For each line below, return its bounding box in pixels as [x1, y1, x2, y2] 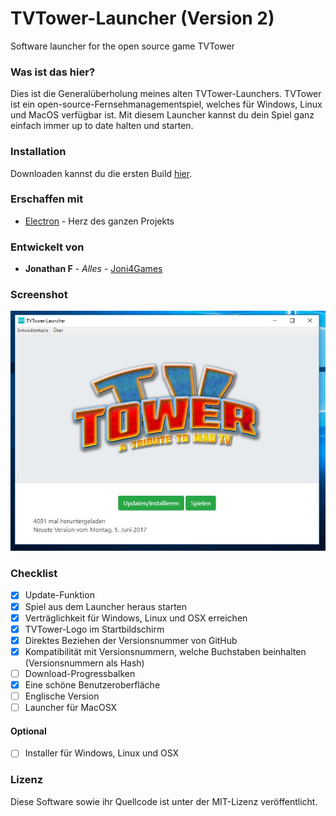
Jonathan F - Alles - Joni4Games [24, 263, 163, 275]
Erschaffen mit [10, 192, 84, 206]
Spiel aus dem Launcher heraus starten [24, 600, 188, 612]
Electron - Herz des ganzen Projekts [24, 215, 175, 227]
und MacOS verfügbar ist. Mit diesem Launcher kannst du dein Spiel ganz [10, 109, 315, 121]
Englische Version [24, 690, 100, 702]
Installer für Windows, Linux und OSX [24, 747, 180, 759]
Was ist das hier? [10, 65, 96, 79]
